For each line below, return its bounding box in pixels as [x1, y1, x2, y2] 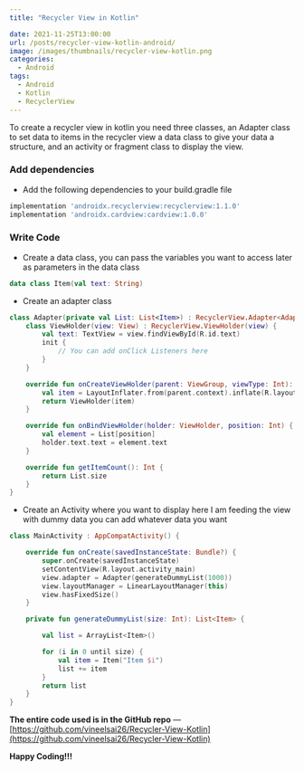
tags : [9, 71, 30, 81]
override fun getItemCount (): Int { [25, 462, 165, 471]
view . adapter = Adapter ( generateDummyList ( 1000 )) [42, 573, 233, 582]
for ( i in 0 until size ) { [42, 648, 144, 657]
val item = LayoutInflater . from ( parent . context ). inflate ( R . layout [42, 388, 298, 397]
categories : [9, 55, 54, 64]
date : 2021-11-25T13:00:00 [9, 29, 111, 39]
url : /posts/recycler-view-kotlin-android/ [9, 38, 176, 47]
